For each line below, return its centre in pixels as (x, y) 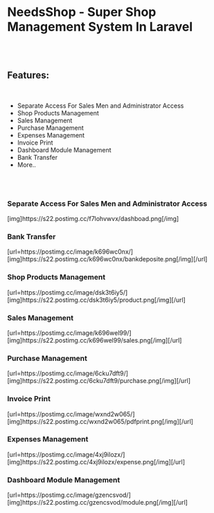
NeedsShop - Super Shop (82, 12)
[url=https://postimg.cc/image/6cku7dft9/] (68, 373)
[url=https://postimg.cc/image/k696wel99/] (69, 333)
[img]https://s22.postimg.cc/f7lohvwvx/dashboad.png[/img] (93, 219)
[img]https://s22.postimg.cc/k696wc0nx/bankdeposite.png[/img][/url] (107, 259)
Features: (28, 75)
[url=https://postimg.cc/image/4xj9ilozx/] (66, 454)
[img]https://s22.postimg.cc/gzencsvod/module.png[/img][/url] (98, 503)
